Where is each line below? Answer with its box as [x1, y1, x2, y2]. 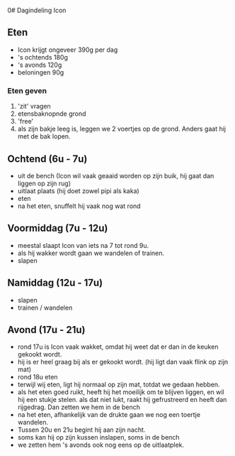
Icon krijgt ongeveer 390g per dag [17, 45, 118, 54]
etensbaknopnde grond [17, 109, 86, 118]
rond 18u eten [17, 373, 58, 381]
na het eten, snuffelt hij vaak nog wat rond [17, 202, 141, 210]
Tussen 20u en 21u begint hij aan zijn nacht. [17, 425, 146, 434]
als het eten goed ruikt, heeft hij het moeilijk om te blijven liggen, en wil [17, 388, 224, 396]
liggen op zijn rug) [17, 179, 71, 188]
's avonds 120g [17, 60, 62, 69]
